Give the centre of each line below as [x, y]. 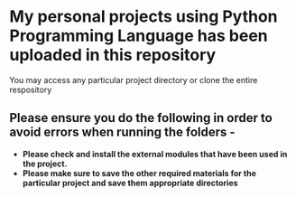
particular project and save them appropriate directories [130, 183]
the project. [45, 164]
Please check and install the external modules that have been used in [155, 154]
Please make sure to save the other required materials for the [139, 173]
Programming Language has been [139, 36]
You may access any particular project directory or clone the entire [134, 80]
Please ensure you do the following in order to [141, 118]
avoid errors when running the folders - [123, 132]
